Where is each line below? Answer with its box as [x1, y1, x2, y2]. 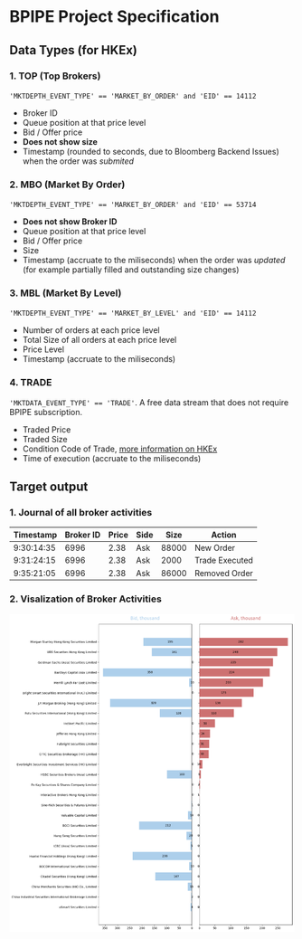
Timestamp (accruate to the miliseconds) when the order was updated [22, 255, 286, 266]
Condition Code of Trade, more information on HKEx [22, 443, 218, 454]
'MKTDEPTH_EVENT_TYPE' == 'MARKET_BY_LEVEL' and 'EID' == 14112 [9, 309, 257, 318]
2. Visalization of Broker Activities [9, 593, 163, 605]
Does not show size [22, 136, 98, 147]
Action [211, 529, 237, 540]
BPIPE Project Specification [9, 6, 220, 27]
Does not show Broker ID [22, 216, 118, 227]
